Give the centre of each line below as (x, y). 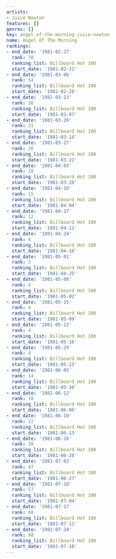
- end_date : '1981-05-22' (39, 325)
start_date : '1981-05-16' (45, 342)
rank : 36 (23, 103)
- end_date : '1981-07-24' (39, 530)
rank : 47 (23, 467)
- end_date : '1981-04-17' (39, 211)
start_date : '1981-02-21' (45, 69)
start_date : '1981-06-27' (45, 478)
